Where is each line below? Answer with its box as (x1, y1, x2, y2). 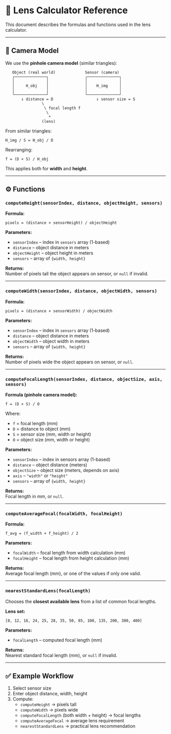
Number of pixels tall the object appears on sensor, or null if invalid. (5, 271, 149, 277)
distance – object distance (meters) (12, 462, 88, 468)
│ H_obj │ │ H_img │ (12, 83, 122, 88)
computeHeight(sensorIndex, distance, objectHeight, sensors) (5, 200, 163, 206)
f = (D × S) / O (5, 402, 40, 407)
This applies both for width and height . (5, 165, 88, 171)
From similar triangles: (5, 127, 52, 134)
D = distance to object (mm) (12, 426, 71, 432)
